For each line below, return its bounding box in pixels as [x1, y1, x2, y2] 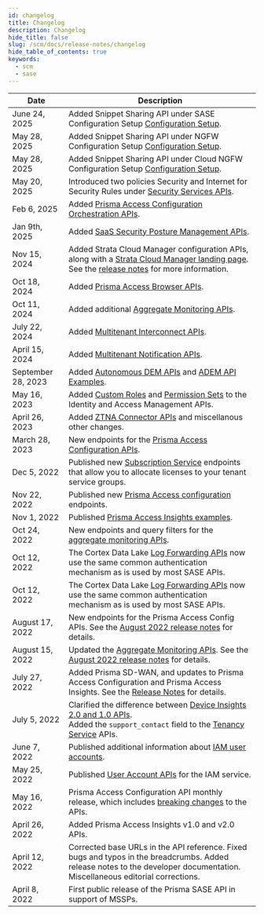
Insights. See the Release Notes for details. [68, 686, 226, 697]
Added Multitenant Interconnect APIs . [68, 326, 207, 337]
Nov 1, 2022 [12, 511, 60, 522]
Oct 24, [12, 524, 40, 535]
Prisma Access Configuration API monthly [68, 786, 223, 797]
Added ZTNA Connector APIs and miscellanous [68, 412, 244, 423]
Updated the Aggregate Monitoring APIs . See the [68, 644, 249, 655]
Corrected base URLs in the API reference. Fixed [68, 841, 247, 852]
